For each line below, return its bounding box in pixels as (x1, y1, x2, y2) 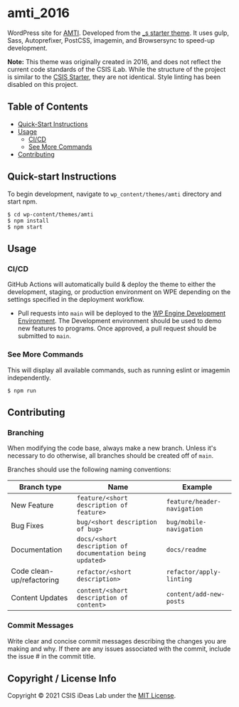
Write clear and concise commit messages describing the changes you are (7, 637, 226, 645)
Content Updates (11, 593, 68, 603)
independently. (7, 373, 51, 382)
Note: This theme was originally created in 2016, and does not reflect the (7, 57, 222, 66)
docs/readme (166, 546, 207, 554)
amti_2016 (7, 5, 70, 21)
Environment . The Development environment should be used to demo (17, 317, 222, 325)
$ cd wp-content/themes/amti (7, 211, 94, 218)
